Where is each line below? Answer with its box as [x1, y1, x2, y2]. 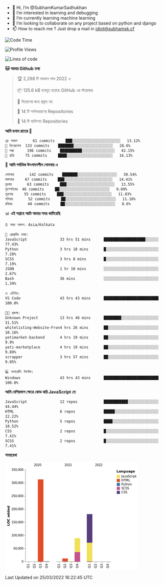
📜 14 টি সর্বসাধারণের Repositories [17, 108, 73, 114]
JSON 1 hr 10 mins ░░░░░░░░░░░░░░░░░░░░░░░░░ [5, 267, 159, 271]
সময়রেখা [5, 452, 17, 458]
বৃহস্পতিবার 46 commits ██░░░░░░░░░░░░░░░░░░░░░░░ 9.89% [5, 187, 128, 192]
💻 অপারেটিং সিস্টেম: [5, 369, 34, 374]
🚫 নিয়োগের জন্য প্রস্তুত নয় [17, 98, 53, 104]
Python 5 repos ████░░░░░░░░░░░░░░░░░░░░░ [5, 419, 159, 424]
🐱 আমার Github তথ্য [5, 66, 40, 71]
